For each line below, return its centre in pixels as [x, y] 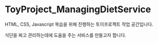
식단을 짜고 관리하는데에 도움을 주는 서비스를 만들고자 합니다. [65, 35]
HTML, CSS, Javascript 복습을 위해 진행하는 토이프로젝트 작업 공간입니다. [79, 24]
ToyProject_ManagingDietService [78, 9]
